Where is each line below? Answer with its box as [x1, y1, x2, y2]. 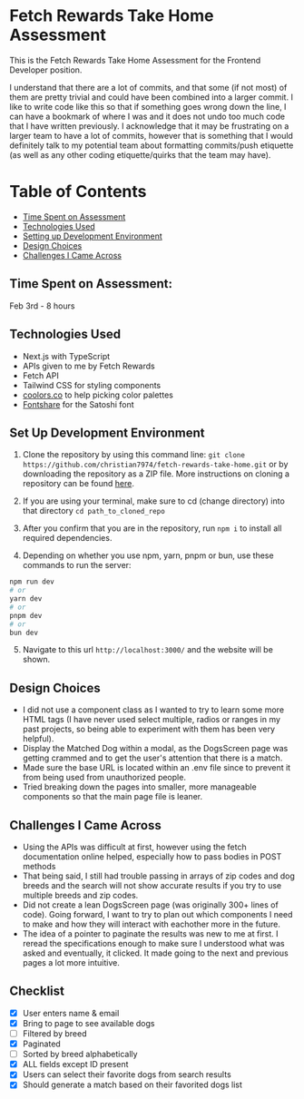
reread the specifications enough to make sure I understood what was [22, 938, 285, 949]
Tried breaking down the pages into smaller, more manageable [22, 781, 257, 792]
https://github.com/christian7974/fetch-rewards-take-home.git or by [22, 459, 289, 470]
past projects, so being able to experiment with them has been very [22, 723, 275, 735]
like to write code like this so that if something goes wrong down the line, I [9, 101, 287, 112]
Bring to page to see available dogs [22, 1017, 155, 1028]
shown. [22, 654, 51, 665]
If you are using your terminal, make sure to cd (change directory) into [22, 496, 286, 506]
